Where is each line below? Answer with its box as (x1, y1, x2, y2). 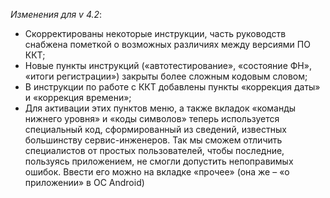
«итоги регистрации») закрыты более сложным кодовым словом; (24, 70, 308, 82)
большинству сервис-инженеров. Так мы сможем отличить (24, 134, 283, 146)
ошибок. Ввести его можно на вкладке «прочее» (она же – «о (24, 166, 290, 178)
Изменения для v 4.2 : (10, 9, 103, 20)
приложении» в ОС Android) (24, 177, 145, 188)
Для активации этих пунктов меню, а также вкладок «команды (24, 102, 297, 114)
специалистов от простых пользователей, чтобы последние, (24, 145, 285, 156)
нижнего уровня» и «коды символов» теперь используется (24, 113, 280, 124)
